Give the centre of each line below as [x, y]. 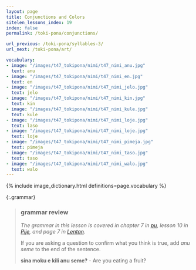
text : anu [23, 71]
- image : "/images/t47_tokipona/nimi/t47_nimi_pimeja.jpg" [80, 142]
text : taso [25, 158]
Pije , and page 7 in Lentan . [53, 231]
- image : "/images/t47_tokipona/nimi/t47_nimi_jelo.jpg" [77, 87]
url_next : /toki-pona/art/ [39, 50]
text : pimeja [27, 147]
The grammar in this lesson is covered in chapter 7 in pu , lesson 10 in [104, 225]
